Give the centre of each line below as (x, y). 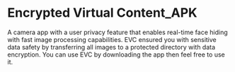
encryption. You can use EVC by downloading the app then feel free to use (116, 55)
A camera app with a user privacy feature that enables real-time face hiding (117, 32)
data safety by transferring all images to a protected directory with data (111, 47)
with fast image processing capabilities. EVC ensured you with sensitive (112, 39)
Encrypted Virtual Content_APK (102, 13)
